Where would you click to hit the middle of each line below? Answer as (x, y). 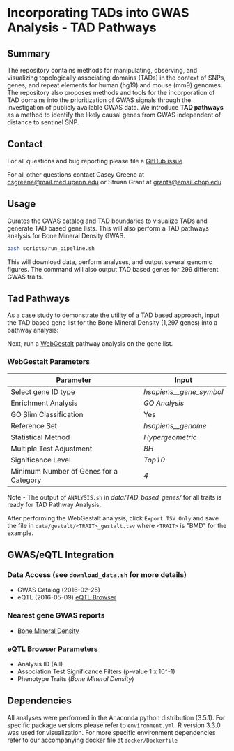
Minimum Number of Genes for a (64, 471)
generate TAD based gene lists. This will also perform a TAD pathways (108, 228)
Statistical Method (40, 437)
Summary (29, 53)
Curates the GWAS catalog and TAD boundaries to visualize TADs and (107, 221)
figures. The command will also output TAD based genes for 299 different (113, 269)
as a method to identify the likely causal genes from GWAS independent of (114, 115)
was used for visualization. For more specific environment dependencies (111, 732)
